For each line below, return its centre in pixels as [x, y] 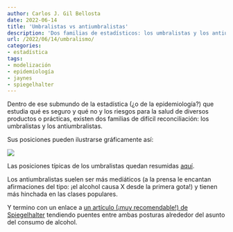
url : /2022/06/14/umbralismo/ [51, 39]
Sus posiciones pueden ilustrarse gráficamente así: [80, 140]
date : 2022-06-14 [32, 20]
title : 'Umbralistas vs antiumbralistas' [68, 26]
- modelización [29, 65]
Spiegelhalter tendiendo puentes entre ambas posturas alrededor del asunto [116, 215]
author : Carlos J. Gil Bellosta [54, 14]
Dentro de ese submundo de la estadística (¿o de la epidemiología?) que [111, 104]
